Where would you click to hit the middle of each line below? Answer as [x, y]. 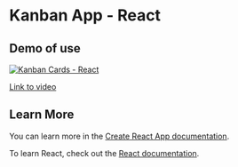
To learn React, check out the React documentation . [104, 153]
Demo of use [45, 48]
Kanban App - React [85, 16]
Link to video [33, 87]
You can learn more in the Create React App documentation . [119, 136]
